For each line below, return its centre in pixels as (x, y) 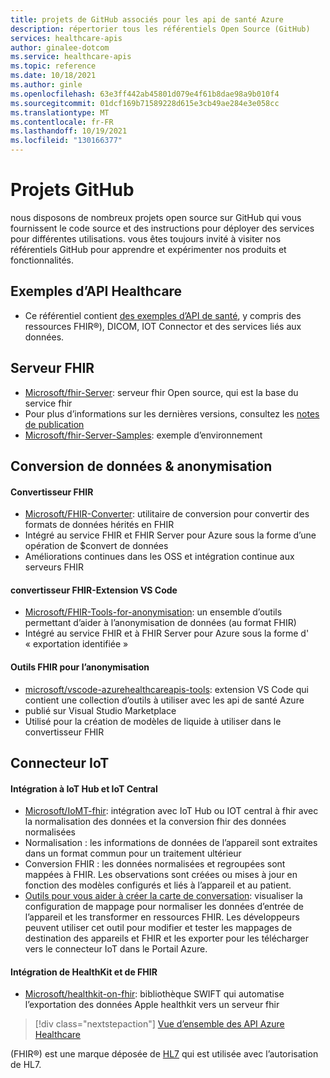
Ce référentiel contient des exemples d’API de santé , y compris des (163, 315)
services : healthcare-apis (66, 38)
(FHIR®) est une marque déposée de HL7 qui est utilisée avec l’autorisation (164, 1054)
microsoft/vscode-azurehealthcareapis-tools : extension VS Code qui (166, 689)
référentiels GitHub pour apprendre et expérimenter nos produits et (148, 249)
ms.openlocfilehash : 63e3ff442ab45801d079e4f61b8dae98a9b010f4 (145, 94)
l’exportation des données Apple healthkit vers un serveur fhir (152, 1005)
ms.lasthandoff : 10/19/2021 (69, 131)
